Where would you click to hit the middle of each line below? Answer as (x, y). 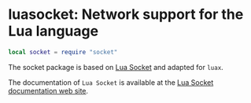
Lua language (54, 31)
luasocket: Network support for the (126, 15)
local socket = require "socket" (63, 52)
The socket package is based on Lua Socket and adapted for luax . (116, 67)
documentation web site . (48, 90)
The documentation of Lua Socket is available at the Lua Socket (111, 82)
